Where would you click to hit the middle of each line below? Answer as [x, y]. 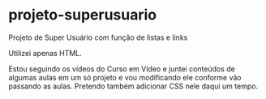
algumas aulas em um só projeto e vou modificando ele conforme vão [125, 77]
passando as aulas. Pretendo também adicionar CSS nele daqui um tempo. [133, 86]
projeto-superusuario [82, 15]
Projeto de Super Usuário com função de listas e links [98, 37]
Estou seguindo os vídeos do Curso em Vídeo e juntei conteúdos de [122, 69]
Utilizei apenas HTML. [45, 53]
